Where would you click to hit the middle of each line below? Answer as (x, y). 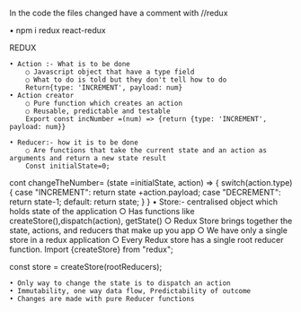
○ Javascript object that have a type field (110, 72)
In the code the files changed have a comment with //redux (119, 13)
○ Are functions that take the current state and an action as (146, 151)
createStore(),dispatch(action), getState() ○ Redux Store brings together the (151, 221)
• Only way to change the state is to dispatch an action (120, 283)
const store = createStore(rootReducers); (86, 267)
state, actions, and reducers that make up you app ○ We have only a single (149, 230)
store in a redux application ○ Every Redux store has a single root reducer (146, 240)
